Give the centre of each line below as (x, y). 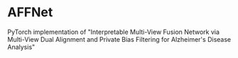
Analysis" (21, 47)
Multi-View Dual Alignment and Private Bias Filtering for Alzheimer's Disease (119, 39)
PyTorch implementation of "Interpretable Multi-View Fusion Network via (114, 32)
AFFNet (30, 12)
